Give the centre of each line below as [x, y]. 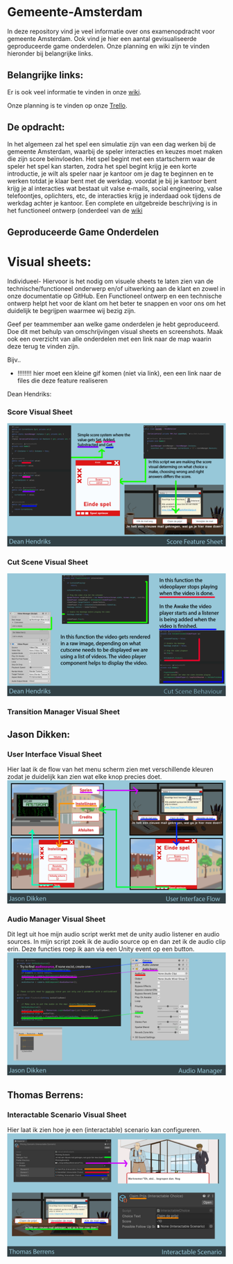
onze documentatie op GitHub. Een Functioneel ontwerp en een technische [114, 296]
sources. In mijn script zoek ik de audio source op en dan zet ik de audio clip [116, 941]
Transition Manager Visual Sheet [63, 712]
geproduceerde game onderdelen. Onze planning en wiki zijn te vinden [109, 46]
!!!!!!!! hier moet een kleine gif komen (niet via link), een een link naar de [119, 373]
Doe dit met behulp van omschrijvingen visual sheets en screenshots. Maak [115, 331]
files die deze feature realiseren [62, 380]
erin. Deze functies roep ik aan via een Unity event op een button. [101, 949]
